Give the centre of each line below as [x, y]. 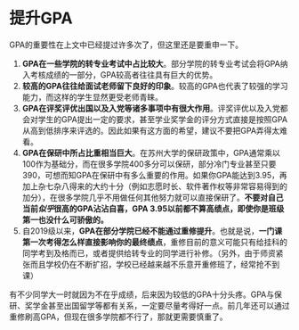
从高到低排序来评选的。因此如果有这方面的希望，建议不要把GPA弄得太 [151, 130]
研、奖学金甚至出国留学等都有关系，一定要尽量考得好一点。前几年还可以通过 [149, 305]
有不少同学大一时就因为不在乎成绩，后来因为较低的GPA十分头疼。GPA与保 [146, 294]
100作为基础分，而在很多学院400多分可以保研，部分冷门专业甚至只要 [149, 164]
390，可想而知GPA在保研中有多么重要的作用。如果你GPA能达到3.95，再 [154, 175]
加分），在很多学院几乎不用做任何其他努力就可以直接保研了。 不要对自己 [153, 197]
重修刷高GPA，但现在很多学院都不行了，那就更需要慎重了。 [119, 317]
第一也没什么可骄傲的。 [65, 219]
